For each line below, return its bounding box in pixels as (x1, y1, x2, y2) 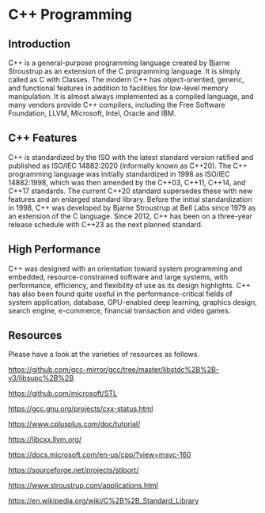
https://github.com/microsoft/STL (8, 389, 118, 398)
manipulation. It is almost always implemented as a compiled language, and (8, 92, 255, 101)
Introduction (8, 37, 71, 51)
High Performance (8, 243, 101, 256)
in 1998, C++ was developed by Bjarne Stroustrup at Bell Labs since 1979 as (8, 203, 256, 212)
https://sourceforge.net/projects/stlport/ (8, 465, 139, 475)
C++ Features (8, 131, 78, 145)
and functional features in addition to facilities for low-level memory (8, 83, 229, 93)
